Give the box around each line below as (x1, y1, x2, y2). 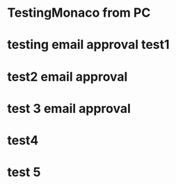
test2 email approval (7, 68, 128, 84)
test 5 (7, 164, 41, 181)
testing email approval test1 (7, 37, 170, 53)
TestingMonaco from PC (7, 5, 151, 21)
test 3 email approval (7, 100, 131, 116)
